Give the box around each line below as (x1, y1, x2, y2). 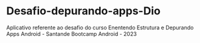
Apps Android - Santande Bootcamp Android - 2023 (6, 30, 137, 37)
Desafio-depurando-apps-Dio (6, 4, 161, 18)
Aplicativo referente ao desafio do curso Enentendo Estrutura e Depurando (6, 24, 194, 31)
